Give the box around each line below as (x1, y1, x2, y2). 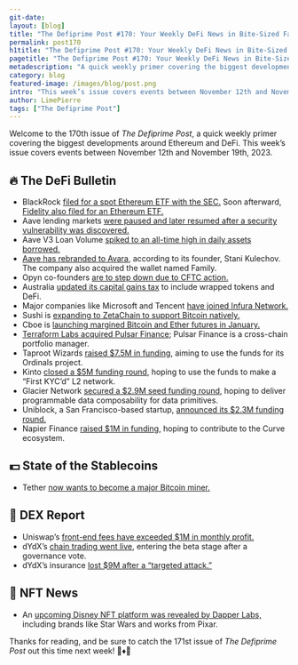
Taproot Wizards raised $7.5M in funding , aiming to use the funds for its (21, 348, 285, 358)
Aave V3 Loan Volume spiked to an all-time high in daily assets (21, 235, 252, 245)
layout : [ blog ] (9, 21, 66, 30)
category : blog (9, 71, 66, 80)
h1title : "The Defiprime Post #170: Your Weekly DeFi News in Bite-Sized (9, 46, 288, 55)
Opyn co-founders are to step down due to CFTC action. (21, 272, 229, 283)
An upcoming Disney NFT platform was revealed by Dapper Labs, (21, 609, 262, 620)
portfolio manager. (21, 339, 90, 349)
